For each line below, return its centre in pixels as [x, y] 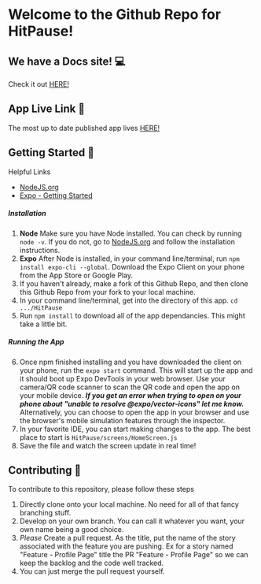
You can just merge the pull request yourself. [92, 571]
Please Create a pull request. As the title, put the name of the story [127, 538]
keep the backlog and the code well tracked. [92, 563]
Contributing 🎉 [45, 470]
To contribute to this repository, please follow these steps [101, 489]
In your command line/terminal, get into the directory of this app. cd [129, 300]
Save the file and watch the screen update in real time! [108, 445]
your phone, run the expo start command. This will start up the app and [136, 370]
